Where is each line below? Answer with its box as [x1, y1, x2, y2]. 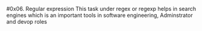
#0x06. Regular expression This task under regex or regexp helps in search [6, 5, 196, 12]
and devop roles [6, 18, 47, 25]
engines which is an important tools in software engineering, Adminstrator [6, 12, 193, 19]
